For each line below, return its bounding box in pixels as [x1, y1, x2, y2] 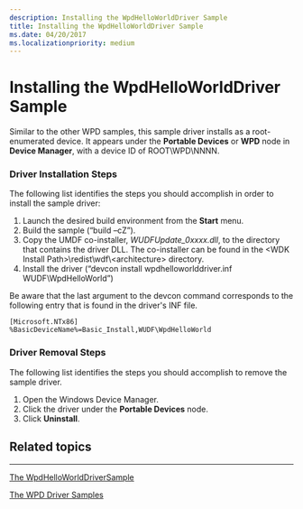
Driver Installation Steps [9, 168, 117, 180]
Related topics [9, 440, 92, 455]
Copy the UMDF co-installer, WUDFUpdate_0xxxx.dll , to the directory [22, 235, 280, 245]
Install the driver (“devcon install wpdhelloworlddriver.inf [22, 264, 233, 274]
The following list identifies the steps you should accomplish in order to [9, 189, 274, 199]
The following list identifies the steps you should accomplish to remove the [9, 366, 288, 377]
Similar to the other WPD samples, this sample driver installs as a [9, 126, 251, 137]
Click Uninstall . [22, 412, 80, 424]
